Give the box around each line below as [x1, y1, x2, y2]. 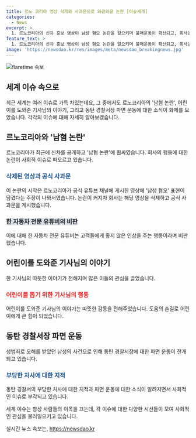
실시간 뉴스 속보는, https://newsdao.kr [6, 425, 95, 432]
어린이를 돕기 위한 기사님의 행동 [6, 290, 89, 299]
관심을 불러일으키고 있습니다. [12, 413, 78, 420]
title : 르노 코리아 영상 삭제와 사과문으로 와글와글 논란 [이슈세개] [6, 8, 148, 15]
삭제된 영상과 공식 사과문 [6, 172, 71, 180]
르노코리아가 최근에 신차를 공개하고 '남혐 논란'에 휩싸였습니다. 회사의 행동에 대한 [6, 149, 188, 156]
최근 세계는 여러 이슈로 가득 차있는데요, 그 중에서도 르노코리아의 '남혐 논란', [6, 99, 177, 106]
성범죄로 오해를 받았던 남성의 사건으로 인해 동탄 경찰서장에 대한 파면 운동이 [6, 348, 176, 355]
